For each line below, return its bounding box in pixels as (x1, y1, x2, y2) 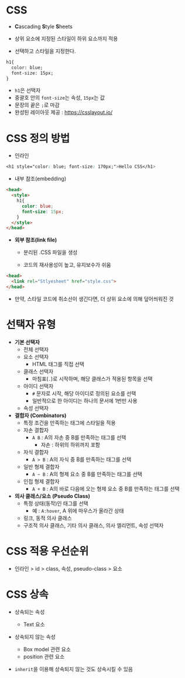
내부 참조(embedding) (14, 175, 67, 182)
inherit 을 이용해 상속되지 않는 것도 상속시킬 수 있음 (14, 665, 133, 672)
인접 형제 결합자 (23, 477, 60, 484)
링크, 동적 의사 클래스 (23, 514, 72, 521)
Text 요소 (23, 621, 45, 628)
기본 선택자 (14, 338, 40, 345)
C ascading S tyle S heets (14, 23, 73, 30)
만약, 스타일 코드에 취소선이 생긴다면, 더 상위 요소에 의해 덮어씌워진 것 (14, 295, 174, 302)
